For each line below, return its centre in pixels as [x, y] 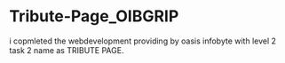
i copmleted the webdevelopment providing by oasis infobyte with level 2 [143, 41]
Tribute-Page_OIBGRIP [94, 16]
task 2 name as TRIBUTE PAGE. [67, 50]
